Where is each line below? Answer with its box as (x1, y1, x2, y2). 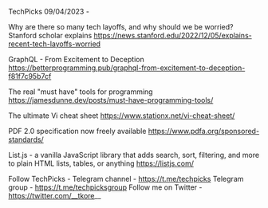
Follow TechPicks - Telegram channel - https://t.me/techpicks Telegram (8, 175, 244, 183)
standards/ (8, 135, 44, 144)
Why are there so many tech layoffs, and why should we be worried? (8, 22, 234, 31)
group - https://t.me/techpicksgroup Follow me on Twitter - (8, 182, 203, 192)
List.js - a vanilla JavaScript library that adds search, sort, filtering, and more (8, 151, 260, 159)
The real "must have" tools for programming (8, 87, 153, 96)
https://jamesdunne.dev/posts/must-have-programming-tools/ (8, 96, 214, 104)
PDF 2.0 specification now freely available (8, 127, 147, 135)
